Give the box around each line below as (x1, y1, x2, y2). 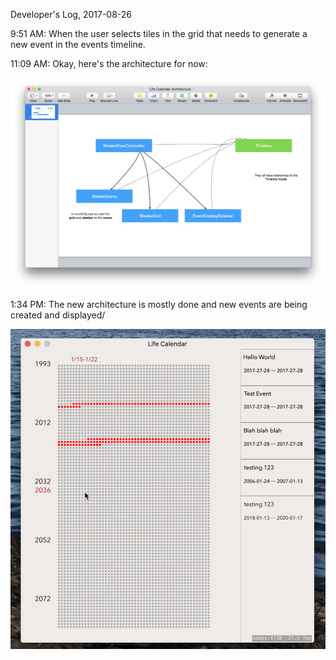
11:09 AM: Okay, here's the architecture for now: (10, 58, 208, 69)
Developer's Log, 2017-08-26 (10, 9, 133, 20)
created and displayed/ (10, 309, 106, 321)
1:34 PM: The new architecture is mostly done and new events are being (10, 299, 308, 311)
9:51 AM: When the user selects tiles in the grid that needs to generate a (10, 28, 308, 39)
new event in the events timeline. (10, 39, 146, 50)
